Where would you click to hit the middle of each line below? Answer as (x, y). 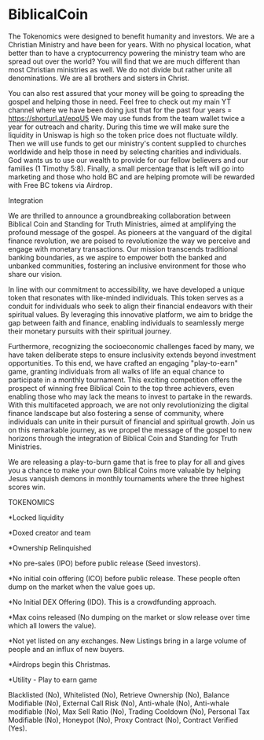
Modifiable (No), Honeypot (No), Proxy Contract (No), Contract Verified (123, 720)
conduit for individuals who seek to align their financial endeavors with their (130, 306)
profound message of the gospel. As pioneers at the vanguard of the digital (130, 232)
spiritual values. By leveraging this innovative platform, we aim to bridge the (131, 314)
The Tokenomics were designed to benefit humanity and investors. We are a (132, 36)
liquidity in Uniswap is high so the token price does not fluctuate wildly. (123, 134)
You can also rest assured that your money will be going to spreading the (126, 93)
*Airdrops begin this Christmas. (59, 664)
